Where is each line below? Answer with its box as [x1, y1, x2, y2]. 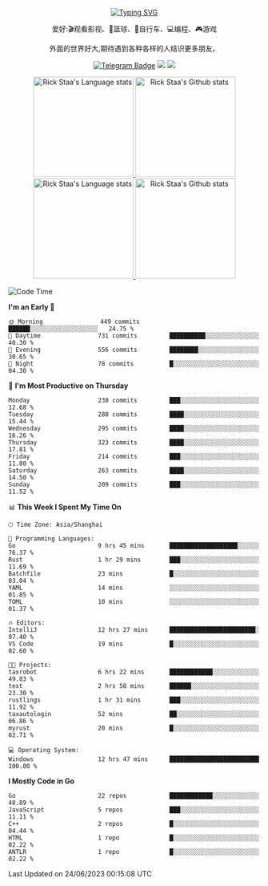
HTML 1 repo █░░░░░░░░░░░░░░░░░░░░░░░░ [8, 834, 260, 842]
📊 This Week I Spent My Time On [8, 502, 122, 512]
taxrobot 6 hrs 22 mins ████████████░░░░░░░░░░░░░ [8, 668, 260, 676]
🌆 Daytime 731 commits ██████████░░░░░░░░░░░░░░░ [8, 332, 260, 340]
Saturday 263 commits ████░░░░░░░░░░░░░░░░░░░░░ [8, 467, 260, 475]
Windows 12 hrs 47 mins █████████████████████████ [8, 755, 260, 763]
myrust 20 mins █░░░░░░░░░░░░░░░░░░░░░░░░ [8, 724, 260, 732]
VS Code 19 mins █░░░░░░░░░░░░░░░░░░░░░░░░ [8, 640, 260, 648]
